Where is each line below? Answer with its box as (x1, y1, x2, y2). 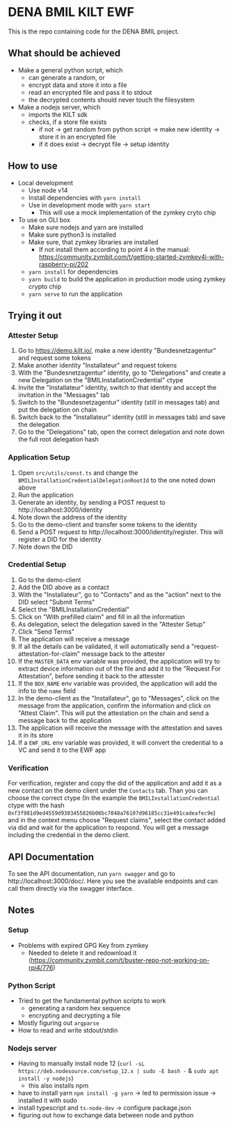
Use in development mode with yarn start (28, 201, 151, 209)
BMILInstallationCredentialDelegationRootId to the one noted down (17, 476, 216, 484)
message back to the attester (81, 649, 166, 658)
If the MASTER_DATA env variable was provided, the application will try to (17, 657, 220, 665)
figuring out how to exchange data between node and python (17, 1111, 194, 1120)
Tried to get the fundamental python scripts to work (17, 996, 166, 1005)
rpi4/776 (28, 963, 54, 971)
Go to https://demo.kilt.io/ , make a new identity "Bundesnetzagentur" (17, 346, 216, 355)
